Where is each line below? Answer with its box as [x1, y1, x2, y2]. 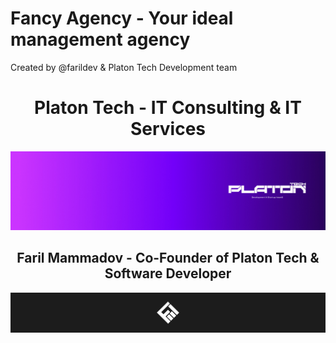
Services [129, 118, 207, 141]
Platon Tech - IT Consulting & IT [34, 97, 302, 119]
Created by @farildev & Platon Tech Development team [10, 61, 238, 73]
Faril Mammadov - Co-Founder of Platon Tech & [16, 250, 320, 267]
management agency [10, 28, 191, 51]
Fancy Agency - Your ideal [10, 7, 234, 30]
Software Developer [104, 265, 232, 282]
